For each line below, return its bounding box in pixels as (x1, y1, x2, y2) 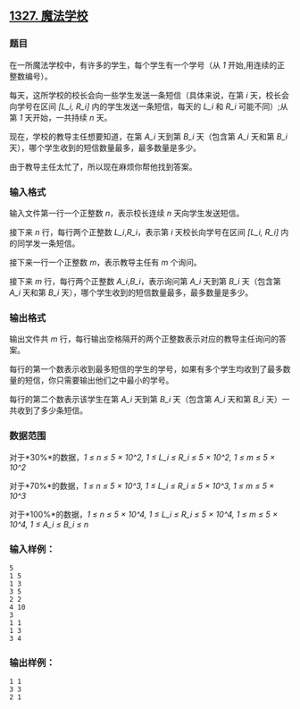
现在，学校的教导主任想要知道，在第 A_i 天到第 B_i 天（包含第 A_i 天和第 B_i (9, 131, 288, 141)
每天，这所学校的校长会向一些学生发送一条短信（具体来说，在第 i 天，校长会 (9, 89, 290, 100)
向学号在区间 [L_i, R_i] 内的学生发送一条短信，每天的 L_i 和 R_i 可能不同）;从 (9, 101, 288, 112)
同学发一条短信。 (16, 238, 80, 249)
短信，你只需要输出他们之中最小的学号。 (24, 375, 174, 386)
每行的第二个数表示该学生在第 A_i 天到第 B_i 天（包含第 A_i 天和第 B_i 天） (9, 394, 283, 405)
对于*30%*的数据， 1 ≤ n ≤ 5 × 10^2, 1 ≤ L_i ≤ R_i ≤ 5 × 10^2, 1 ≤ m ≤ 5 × (9, 452, 276, 462)
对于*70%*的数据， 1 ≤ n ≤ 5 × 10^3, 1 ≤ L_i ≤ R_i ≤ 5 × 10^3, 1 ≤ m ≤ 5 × (9, 480, 275, 491)
